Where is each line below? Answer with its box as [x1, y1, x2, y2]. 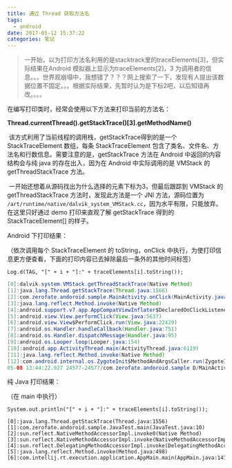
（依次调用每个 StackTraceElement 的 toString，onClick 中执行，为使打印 [7, 246, 216, 254]
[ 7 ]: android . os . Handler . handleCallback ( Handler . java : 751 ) [7, 326, 177, 333]
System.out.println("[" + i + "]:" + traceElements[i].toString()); [7, 406, 209, 413]
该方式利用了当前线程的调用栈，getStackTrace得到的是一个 [8, 133, 177, 142]
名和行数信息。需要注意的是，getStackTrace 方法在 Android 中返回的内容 [12, 150, 221, 159]
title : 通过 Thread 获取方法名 [7, 10, 90, 17]
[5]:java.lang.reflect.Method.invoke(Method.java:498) [7, 449, 168, 456]
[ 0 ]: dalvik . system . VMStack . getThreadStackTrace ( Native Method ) [7, 281, 193, 288]
